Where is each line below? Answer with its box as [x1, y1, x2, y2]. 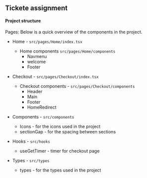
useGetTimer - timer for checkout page [19, 148, 100, 154]
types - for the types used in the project [19, 167, 101, 173]
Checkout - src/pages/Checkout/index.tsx [12, 73, 99, 79]
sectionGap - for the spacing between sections [19, 128, 116, 134]
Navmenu [27, 53, 47, 59]
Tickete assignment [5, 4, 68, 12]
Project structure [5, 17, 41, 24]
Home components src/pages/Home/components [19, 48, 115, 54]
